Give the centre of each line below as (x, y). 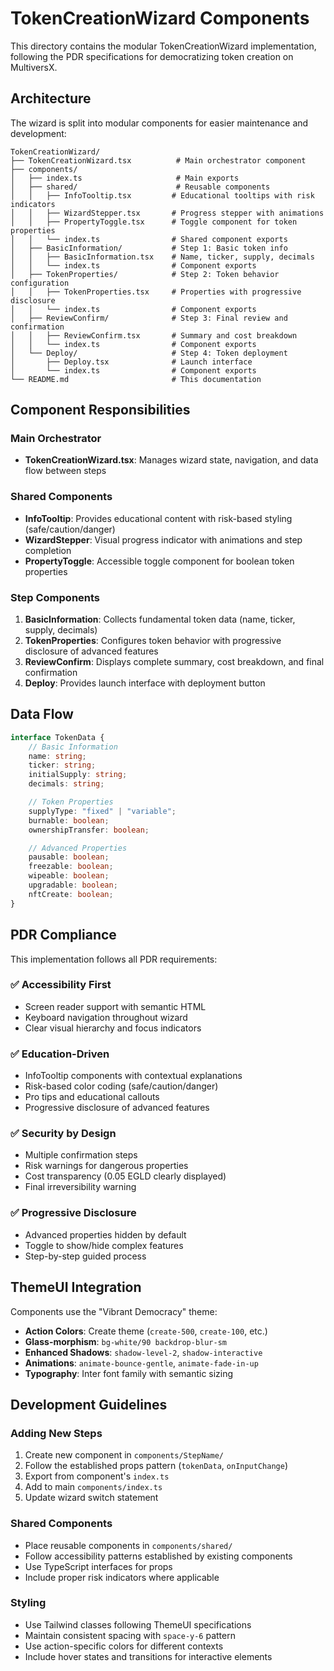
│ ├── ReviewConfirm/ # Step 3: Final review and (149, 318)
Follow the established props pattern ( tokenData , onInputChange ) (156, 1466)
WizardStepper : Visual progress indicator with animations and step (163, 539)
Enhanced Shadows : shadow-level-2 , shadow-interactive (143, 1352)
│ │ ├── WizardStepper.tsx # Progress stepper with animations (167, 213)
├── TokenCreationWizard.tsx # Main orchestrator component (158, 160)
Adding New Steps (56, 1433)
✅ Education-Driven (60, 1054)
